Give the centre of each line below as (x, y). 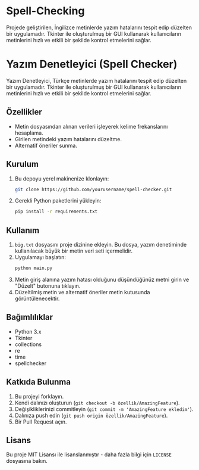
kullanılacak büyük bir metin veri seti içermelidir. (73, 251)
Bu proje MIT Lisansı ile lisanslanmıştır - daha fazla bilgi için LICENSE (89, 455)
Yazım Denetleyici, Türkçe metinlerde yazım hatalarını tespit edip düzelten (97, 80)
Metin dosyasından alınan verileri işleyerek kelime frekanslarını (91, 126)
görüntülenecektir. (37, 298)
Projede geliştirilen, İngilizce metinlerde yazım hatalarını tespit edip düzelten (99, 27)
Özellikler (24, 112)
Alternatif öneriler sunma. (46, 145)
